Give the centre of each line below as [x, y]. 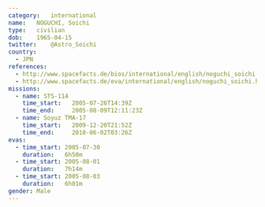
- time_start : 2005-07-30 [58, 147]
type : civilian [37, 30]
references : [28, 67]
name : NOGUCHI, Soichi [49, 23]
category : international [52, 15]
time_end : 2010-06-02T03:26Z [77, 132]
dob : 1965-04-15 [40, 37]
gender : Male [30, 191]
